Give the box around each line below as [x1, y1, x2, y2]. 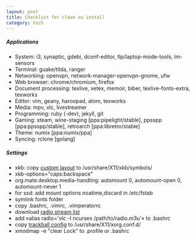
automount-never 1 [14, 183, 61, 191]
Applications [6, 38, 39, 45]
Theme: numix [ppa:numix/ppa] [14, 129, 92, 136]
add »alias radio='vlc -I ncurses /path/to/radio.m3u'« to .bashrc [14, 215, 171, 222]
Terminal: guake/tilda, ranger [14, 66, 86, 73]
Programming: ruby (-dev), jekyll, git [14, 110, 104, 117]
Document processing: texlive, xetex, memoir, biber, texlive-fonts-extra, [14, 85, 190, 92]
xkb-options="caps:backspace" [14, 170, 93, 177]
